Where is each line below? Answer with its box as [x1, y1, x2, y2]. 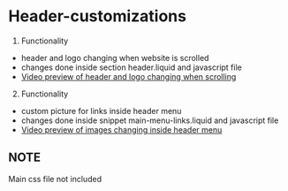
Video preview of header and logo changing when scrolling [20, 71, 237, 81]
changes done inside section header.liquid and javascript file [20, 62, 242, 73]
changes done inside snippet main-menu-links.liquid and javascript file [20, 115, 279, 126]
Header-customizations [8, 6, 187, 27]
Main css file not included [8, 173, 102, 184]
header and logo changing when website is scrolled [20, 52, 209, 63]
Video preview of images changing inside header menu [20, 124, 223, 134]
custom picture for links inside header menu [20, 105, 182, 116]
